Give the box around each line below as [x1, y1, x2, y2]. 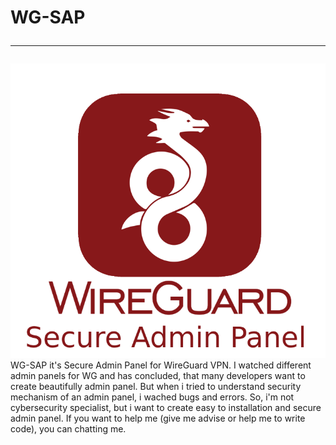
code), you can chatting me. [10, 422, 127, 435]
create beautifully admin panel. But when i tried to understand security [10, 380, 302, 392]
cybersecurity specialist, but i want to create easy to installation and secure [10, 401, 322, 413]
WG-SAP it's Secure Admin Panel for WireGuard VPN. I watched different [10, 359, 312, 371]
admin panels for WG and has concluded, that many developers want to [10, 369, 306, 381]
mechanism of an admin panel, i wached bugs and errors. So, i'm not [10, 391, 295, 403]
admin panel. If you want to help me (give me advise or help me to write [10, 412, 306, 424]
